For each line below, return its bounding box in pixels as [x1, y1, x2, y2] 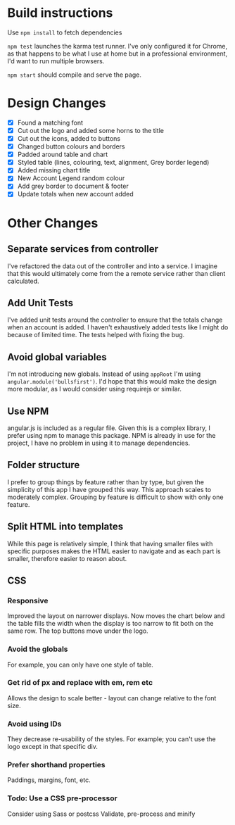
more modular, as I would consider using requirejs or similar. [7, 385, 182, 393]
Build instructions [7, 5, 113, 21]
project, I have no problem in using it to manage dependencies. [7, 439, 191, 447]
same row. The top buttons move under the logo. [7, 626, 149, 635]
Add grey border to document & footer [17, 182, 129, 191]
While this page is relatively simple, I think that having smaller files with [7, 539, 213, 548]
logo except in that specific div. [7, 743, 99, 751]
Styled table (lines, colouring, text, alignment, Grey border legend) [17, 158, 210, 167]
